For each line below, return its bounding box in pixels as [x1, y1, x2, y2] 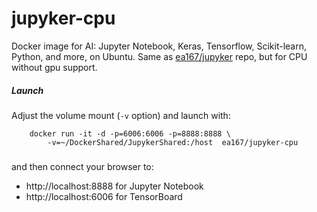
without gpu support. [11, 61, 98, 73]
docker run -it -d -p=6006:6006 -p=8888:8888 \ [29, 128, 231, 139]
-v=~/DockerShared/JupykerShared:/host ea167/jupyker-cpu [47, 137, 299, 147]
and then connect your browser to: [11, 160, 154, 172]
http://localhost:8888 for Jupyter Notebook [25, 180, 204, 192]
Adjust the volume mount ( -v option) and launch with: [11, 109, 231, 121]
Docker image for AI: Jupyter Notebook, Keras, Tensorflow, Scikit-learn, [11, 40, 308, 52]
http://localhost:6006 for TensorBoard [25, 190, 183, 202]
